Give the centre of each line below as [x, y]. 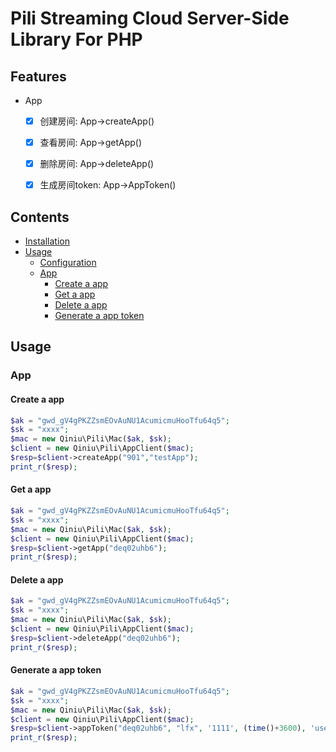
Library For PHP [76, 39]
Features [38, 76]
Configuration [68, 263]
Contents [40, 217]
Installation [47, 241]
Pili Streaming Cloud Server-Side [150, 18]
